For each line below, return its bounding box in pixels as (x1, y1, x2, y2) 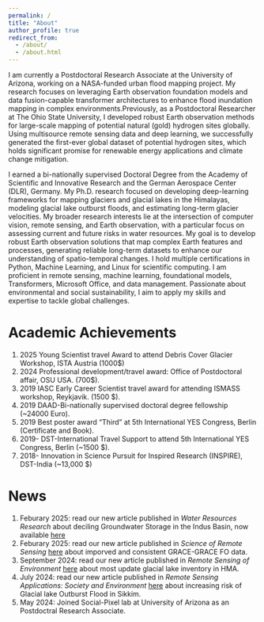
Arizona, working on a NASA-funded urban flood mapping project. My (8, 78, 236, 88)
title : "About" (8, 19, 58, 27)
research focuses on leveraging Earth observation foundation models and (8, 87, 248, 96)
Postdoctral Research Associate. (19, 605, 126, 615)
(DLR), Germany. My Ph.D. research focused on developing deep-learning (8, 187, 249, 196)
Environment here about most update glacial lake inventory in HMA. (19, 563, 239, 573)
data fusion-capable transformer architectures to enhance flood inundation (8, 96, 253, 105)
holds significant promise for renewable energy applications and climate (8, 146, 243, 155)
